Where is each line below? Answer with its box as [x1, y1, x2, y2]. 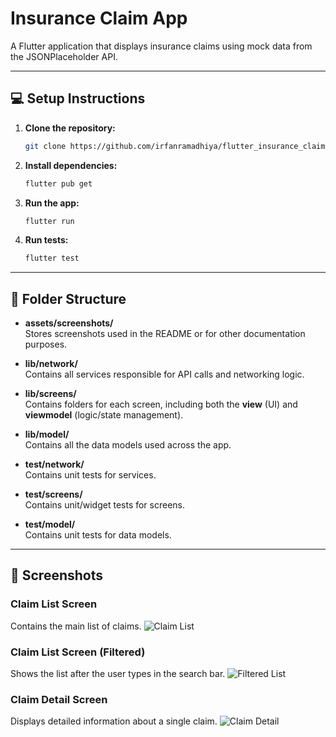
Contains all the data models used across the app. [24, 439, 232, 451]
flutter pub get [24, 178, 93, 189]
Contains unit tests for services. [24, 469, 157, 481]
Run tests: [24, 234, 69, 246]
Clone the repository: [24, 122, 116, 134]
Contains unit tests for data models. [24, 529, 172, 541]
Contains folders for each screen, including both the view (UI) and [24, 398, 298, 411]
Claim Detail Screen [10, 692, 108, 706]
